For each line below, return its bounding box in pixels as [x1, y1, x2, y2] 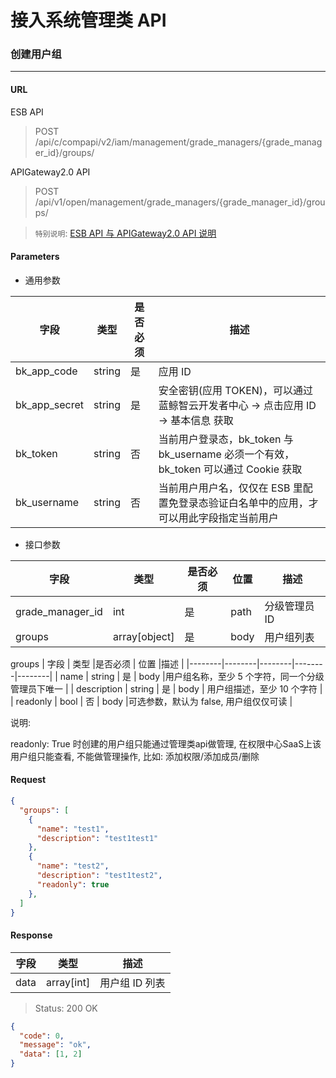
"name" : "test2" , [36, 861, 110, 871]
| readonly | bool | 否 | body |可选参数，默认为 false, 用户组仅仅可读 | [10, 695, 293, 707]
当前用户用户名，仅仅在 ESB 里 [158, 481, 303, 495]
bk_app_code [15, 364, 78, 378]
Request [10, 774, 47, 786]
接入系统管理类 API [10, 9, 167, 32]
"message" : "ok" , [19, 1040, 92, 1050]
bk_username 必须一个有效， [158, 447, 295, 461]
